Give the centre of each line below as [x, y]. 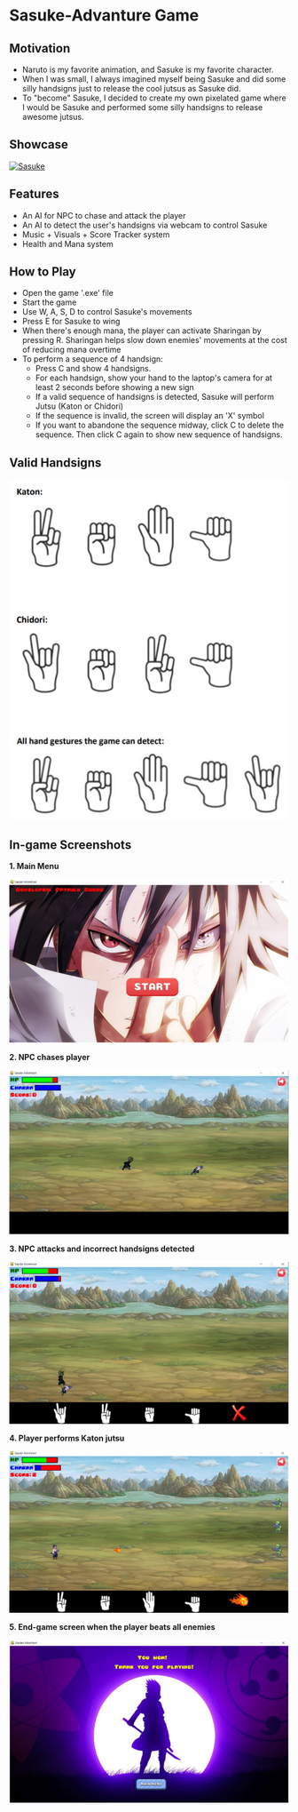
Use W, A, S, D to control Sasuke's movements [107, 312]
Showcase [39, 144]
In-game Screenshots [71, 845]
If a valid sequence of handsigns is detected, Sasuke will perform [155, 397]
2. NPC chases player [50, 1058]
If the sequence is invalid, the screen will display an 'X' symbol [149, 416]
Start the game [49, 302]
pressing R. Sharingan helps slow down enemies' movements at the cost [155, 340]
